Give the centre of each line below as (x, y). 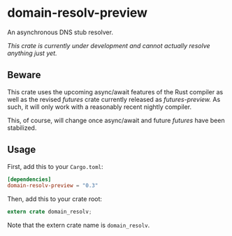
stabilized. (22, 128)
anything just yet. (32, 53)
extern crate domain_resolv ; (50, 212)
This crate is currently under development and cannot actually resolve (109, 45)
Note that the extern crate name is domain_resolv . (79, 226)
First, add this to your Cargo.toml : (55, 166)
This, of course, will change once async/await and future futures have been (116, 120)
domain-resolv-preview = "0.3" (53, 186)
